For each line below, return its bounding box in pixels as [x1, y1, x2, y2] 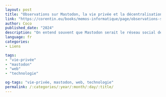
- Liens [5, 44, 21, 49]
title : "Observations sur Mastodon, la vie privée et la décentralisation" [5, 12, 165, 17]
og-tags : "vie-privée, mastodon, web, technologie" [5, 80, 114, 85]
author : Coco [5, 21, 32, 26]
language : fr [5, 35, 32, 40]
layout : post [5, 7, 32, 12]
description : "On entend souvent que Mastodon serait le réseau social [5, 30, 156, 35]
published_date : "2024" [5, 26, 54, 31]
